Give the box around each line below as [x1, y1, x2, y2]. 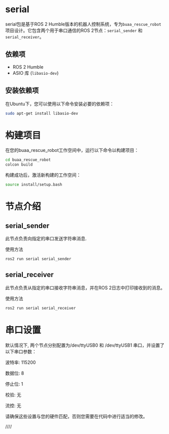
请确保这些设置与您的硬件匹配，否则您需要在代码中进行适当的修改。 [5, 413, 148, 419]
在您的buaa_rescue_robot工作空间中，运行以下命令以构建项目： [5, 147, 139, 153]
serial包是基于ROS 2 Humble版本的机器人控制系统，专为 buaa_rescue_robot [5, 21, 161, 27]
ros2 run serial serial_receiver [5, 305, 76, 311]
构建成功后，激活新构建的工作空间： [5, 172, 81, 178]
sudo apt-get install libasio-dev [5, 111, 79, 116]
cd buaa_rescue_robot [5, 158, 51, 163]
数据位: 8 [5, 370, 24, 376]
